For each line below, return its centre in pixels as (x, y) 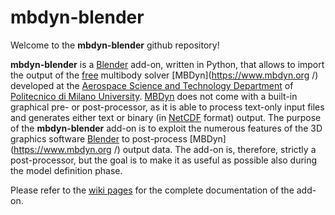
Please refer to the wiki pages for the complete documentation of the (152, 190)
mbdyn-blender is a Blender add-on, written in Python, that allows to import (167, 64)
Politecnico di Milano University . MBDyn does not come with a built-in (154, 96)
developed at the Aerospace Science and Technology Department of (152, 85)
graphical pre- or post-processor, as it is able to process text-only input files (167, 107)
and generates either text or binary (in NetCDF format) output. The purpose (166, 117)
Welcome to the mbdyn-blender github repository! (115, 45)
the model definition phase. (66, 170)
